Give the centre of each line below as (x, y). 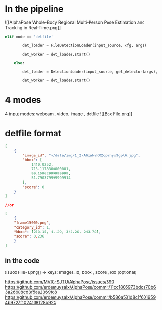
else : (19, 63)
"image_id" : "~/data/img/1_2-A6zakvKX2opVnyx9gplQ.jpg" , (81, 155)
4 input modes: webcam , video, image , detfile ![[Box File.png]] (69, 114)
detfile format (33, 133)
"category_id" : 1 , (32, 228)
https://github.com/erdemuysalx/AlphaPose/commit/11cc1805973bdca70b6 (81, 287)
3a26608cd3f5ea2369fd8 (31, 292)
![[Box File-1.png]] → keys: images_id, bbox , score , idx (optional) (71, 272)
